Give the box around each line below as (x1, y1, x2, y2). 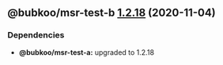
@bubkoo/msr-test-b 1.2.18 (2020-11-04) (7, 6, 217, 20)
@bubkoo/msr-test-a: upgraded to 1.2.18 (18, 47, 155, 57)
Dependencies (7, 30, 65, 41)
